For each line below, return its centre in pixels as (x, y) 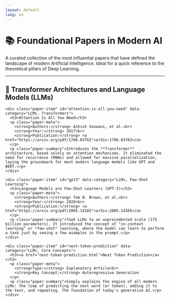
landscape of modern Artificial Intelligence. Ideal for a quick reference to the (85, 63)
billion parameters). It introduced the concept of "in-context (74, 224)
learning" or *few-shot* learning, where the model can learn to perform (85, 229)
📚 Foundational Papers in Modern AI (84, 40)
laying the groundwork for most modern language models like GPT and (80, 162)
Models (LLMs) (29, 97)
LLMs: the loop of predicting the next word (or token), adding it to (81, 286)
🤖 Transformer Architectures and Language (75, 89)
